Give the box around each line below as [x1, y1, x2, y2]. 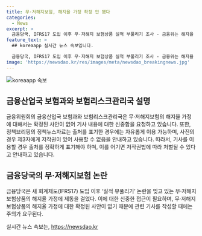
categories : [6, 15, 36, 21]
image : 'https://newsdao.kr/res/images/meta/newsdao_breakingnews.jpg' [6, 59, 190, 65]
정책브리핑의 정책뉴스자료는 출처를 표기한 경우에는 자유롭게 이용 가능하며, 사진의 [6, 128, 195, 136]
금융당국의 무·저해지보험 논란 [6, 170, 108, 180]
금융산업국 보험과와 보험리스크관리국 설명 [6, 96, 151, 107]
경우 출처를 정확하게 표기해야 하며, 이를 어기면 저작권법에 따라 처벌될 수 [17, 143, 185, 151]
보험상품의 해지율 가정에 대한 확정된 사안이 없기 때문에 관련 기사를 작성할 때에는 [6, 203, 193, 210]
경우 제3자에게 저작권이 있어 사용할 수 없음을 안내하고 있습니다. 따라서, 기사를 [6, 136, 188, 143]
